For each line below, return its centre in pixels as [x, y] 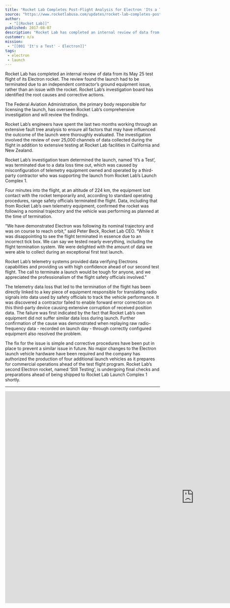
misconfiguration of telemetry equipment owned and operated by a [73, 171]
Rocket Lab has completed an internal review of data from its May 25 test [79, 74]
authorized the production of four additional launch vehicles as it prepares [80, 359]
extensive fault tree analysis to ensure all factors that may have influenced [80, 130]
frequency [15, 329]
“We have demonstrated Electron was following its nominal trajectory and [79, 226]
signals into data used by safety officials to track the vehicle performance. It [82, 297]
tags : [11, 51]
